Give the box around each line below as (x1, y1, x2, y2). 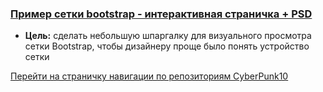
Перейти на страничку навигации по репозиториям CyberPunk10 (10, 70, 289, 82)
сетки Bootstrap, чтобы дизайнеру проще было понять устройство (24, 40, 310, 52)
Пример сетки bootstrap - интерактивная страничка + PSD (10, 7, 313, 21)
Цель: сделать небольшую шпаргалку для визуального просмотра (24, 30, 312, 42)
